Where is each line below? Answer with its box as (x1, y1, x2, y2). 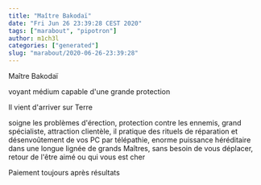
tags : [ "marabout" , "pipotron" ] (8, 27, 117, 35)
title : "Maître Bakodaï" (8, 11, 92, 20)
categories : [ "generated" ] (8, 42, 99, 50)
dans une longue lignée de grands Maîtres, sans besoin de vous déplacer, (8, 144, 254, 153)
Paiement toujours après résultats (8, 168, 121, 177)
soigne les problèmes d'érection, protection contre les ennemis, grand (8, 118, 242, 127)
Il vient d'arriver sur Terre (8, 102, 93, 112)
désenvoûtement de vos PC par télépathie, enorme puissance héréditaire (8, 135, 251, 145)
